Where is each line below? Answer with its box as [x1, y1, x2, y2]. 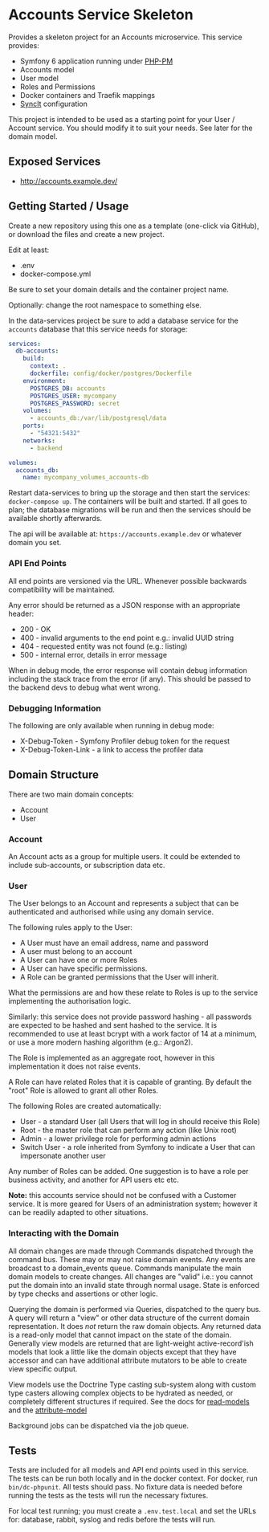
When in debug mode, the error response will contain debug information [8, 665, 247, 675]
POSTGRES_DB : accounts [29, 384, 106, 393]
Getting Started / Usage [8, 199, 129, 214]
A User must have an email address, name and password [19, 938, 209, 948]
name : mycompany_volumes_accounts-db [22, 474, 149, 482]
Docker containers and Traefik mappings [19, 90, 155, 100]
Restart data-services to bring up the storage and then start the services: [8, 488, 251, 498]
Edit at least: [8, 245, 50, 255]
